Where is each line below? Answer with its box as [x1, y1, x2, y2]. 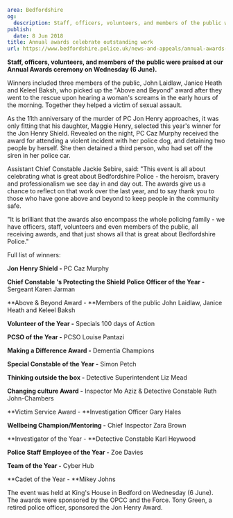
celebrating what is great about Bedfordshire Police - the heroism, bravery [7, 172, 220, 181]
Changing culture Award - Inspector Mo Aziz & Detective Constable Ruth [7, 387, 217, 396]
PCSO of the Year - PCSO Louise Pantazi [7, 333, 125, 341]
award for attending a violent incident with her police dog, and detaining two [7, 136, 225, 145]
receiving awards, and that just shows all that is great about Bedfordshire [7, 230, 216, 238]
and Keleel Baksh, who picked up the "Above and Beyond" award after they [7, 86, 223, 95]
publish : [7, 26, 33, 33]
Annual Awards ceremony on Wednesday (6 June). [7, 65, 157, 74]
